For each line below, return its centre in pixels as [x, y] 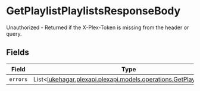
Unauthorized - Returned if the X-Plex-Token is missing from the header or [98, 27]
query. [14, 33]
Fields [18, 53]
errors [18, 79]
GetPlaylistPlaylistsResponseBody [93, 11]
